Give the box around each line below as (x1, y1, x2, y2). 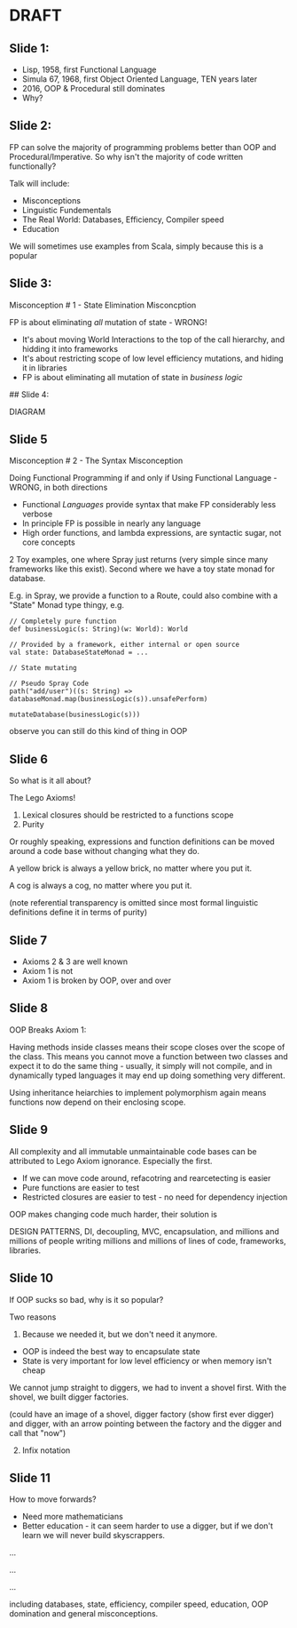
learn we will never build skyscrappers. (21, 1530, 166, 1541)
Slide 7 (9, 932, 48, 947)
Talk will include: (9, 178, 70, 188)
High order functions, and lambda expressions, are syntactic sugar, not (21, 528, 282, 539)
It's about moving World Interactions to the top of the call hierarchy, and (21, 334, 285, 345)
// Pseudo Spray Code (9, 679, 90, 689)
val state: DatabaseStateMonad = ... (9, 648, 149, 658)
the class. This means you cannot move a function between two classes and (9, 1050, 288, 1062)
